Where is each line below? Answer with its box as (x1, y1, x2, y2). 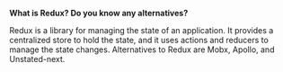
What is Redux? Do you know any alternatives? (9, 8, 189, 18)
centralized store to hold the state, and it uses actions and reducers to (9, 35, 270, 45)
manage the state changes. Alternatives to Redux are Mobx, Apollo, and (9, 44, 275, 55)
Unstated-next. (9, 54, 66, 64)
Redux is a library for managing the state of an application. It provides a (9, 25, 274, 35)
